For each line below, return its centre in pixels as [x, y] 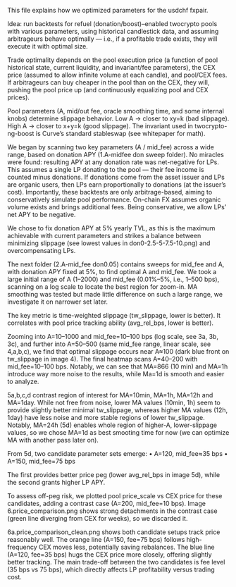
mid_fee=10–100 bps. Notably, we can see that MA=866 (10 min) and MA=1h [118, 366]
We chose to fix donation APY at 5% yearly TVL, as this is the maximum [111, 228]
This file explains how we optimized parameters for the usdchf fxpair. [108, 10]
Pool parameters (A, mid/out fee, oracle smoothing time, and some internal [116, 111]
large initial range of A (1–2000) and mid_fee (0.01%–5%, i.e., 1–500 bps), [113, 279]
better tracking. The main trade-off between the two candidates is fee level [116, 562]
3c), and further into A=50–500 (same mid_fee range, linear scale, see [109, 344]
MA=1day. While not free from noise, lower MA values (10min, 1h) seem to [114, 402]
